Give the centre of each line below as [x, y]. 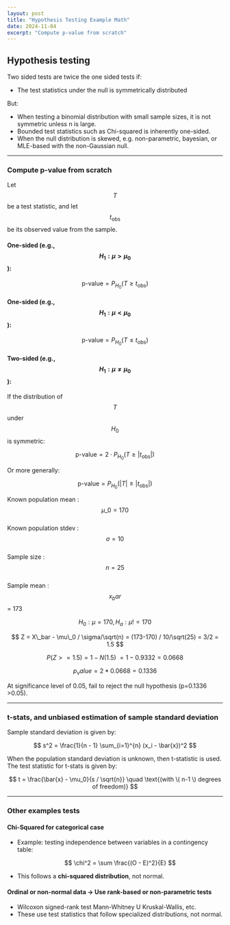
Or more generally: [34, 470]
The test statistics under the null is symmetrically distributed [102, 91]
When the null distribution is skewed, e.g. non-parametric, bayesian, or [117, 139]
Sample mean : [28, 586]
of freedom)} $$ [115, 786]
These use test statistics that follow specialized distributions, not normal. [120, 914]
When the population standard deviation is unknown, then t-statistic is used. [114, 759]
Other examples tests [43, 811]
